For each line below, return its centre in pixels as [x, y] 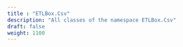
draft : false [26, 26]
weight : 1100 [26, 33]
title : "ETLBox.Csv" [39, 13]
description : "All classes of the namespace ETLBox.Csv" [92, 20]
